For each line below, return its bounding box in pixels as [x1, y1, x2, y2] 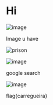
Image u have [6, 35, 39, 42]
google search [6, 69, 41, 76]
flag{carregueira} [6, 92, 48, 99]
